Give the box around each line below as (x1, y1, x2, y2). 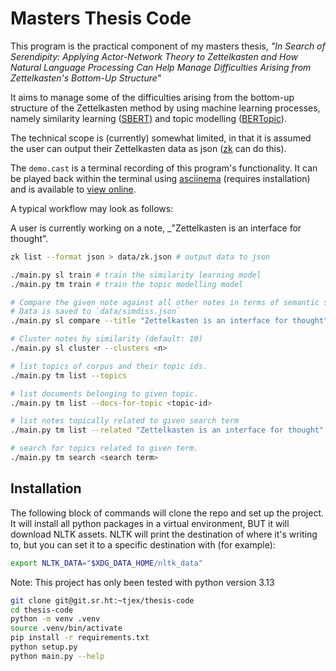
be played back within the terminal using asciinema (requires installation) (10, 172, 311, 184)
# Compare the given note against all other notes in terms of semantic (10, 297, 320, 307)
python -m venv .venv (10, 614, 101, 624)
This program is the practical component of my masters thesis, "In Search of (10, 40, 326, 52)
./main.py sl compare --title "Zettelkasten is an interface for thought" (10, 316, 329, 326)
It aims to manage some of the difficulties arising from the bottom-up (10, 91, 295, 103)
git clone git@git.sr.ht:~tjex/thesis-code (10, 595, 195, 606)
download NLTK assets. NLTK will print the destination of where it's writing (10, 528, 318, 540)
